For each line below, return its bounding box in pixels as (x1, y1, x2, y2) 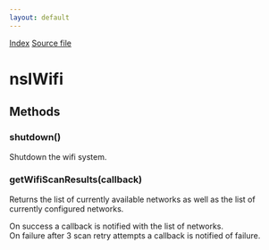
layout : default (9, 12, 70, 22)
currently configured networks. (9, 203, 124, 214)
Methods (9, 104, 61, 120)
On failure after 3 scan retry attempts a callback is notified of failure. (9, 229, 261, 241)
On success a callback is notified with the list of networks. (9, 221, 224, 231)
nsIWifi (9, 69, 64, 89)
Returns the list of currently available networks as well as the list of (9, 194, 256, 204)
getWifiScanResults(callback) (9, 173, 143, 186)
